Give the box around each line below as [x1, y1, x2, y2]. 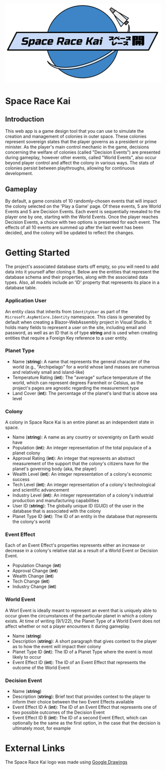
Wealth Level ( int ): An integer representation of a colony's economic [12, 471, 152, 477]
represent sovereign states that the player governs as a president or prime [5, 139, 157, 145]
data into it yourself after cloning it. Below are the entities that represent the [5, 269, 160, 275]
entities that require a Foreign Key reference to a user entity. [5, 335, 128, 341]
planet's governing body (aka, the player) [12, 466, 97, 472]
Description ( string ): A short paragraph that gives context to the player [12, 638, 157, 644]
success [12, 476, 30, 483]
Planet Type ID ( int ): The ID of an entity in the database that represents [12, 513, 158, 519]
